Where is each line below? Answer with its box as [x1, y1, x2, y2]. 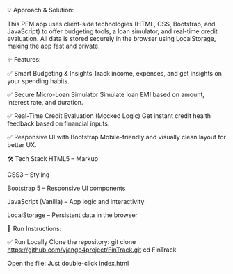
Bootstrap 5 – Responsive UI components [7, 184, 126, 192]
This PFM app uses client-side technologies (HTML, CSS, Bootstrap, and [7, 20, 216, 28]
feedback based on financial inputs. [7, 119, 110, 128]
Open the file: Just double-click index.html [7, 259, 129, 267]
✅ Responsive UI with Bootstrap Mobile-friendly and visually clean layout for [7, 133, 226, 141]
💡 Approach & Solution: [7, 6, 74, 14]
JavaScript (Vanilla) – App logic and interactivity [7, 198, 145, 205]
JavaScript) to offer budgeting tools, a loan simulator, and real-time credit [7, 27, 218, 35]
